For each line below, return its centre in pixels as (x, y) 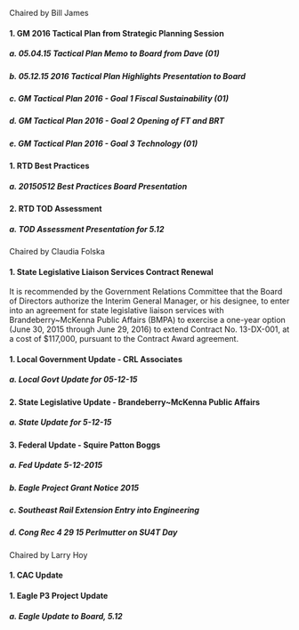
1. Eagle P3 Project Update (59, 596)
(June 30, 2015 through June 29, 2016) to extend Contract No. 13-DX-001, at (149, 329)
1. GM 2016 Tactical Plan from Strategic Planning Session (117, 33)
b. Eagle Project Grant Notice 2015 (74, 488)
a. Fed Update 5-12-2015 (56, 465)
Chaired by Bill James (49, 13)
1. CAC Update (36, 575)
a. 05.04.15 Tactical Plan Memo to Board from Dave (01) (114, 53)
